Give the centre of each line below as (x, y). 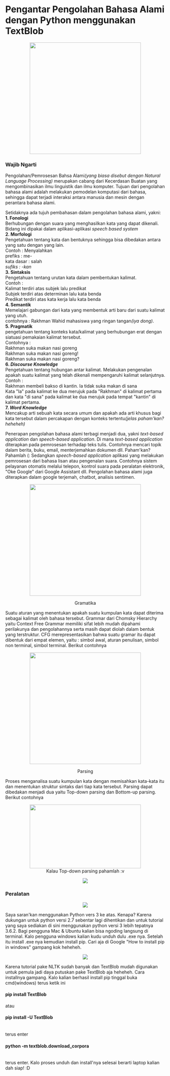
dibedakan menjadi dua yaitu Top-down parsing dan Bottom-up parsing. (81, 792)
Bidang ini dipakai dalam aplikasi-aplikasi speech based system (72, 229)
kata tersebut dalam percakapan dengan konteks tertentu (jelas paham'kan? (85, 419)
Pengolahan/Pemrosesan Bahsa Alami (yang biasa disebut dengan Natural (83, 176)
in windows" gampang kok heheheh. (43, 947)
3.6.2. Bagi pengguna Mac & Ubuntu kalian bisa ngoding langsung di (77, 931)
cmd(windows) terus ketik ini (36, 983)
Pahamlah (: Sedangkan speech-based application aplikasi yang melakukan (84, 455)
